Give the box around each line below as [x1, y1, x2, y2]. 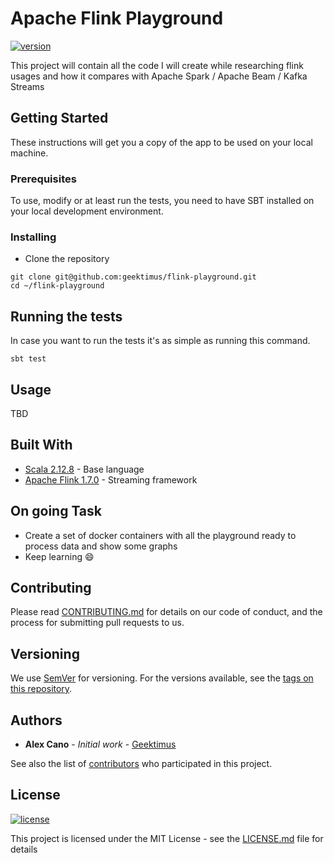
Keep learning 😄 [24, 550, 95, 562]
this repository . [10, 683, 73, 695]
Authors [10, 712, 63, 729]
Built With [10, 437, 73, 454]
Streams [10, 80, 45, 92]
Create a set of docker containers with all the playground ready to [24, 529, 297, 541]
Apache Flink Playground [10, 7, 224, 30]
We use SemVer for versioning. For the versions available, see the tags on [10, 672, 314, 684]
